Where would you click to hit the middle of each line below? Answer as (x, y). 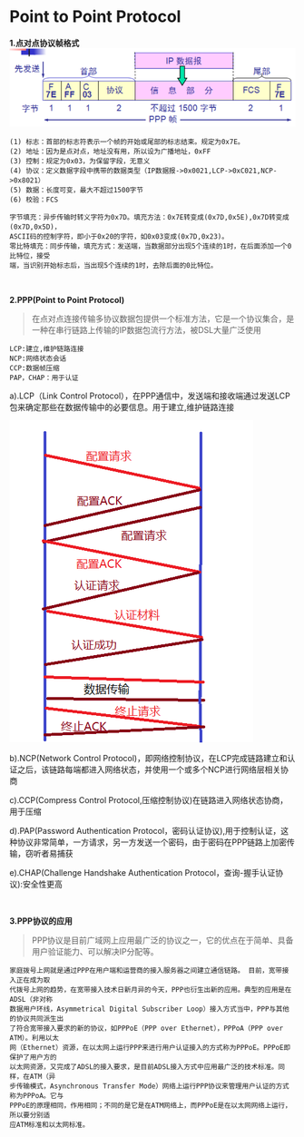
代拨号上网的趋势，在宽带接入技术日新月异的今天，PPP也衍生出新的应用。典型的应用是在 (151, 990)
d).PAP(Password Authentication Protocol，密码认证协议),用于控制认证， (145, 830)
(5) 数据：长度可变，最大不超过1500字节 (76, 190)
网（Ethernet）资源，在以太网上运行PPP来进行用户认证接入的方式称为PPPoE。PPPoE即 (150, 1047)
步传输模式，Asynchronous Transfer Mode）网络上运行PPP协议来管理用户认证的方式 (149, 1086)
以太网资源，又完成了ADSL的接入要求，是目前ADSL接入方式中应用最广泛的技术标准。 (144, 1067)
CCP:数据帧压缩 (35, 368)
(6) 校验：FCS (34, 200)
